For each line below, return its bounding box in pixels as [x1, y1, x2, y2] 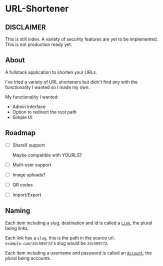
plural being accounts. [5, 255, 51, 261]
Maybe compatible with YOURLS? [12, 152, 82, 158]
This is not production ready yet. [5, 41, 72, 47]
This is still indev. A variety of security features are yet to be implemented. [5, 36, 158, 42]
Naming [5, 206, 30, 215]
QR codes [12, 181, 33, 187]
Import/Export [12, 191, 41, 197]
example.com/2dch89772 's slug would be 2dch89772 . [5, 240, 109, 246]
